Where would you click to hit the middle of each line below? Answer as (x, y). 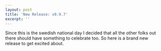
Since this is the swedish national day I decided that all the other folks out (80, 33)
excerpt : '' (17, 19)
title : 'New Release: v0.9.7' (37, 14)
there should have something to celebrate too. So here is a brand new (77, 38)
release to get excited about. (34, 44)
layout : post (19, 10)
